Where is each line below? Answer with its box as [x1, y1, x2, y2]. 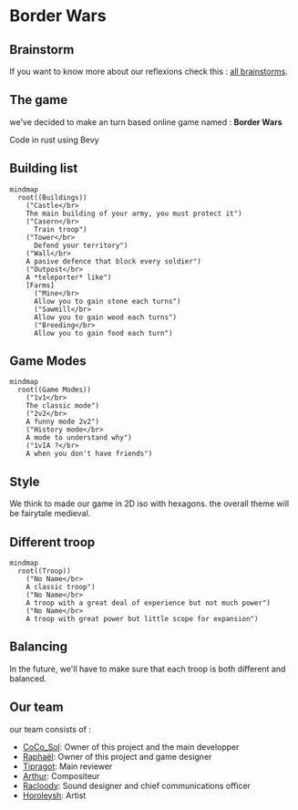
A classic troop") [26, 583, 96, 592]
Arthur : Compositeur [22, 770, 100, 781]
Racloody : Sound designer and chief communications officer [22, 780, 251, 791]
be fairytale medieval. [9, 508, 91, 519]
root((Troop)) [17, 566, 71, 576]
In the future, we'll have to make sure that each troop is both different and [9, 663, 286, 674]
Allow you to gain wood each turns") [33, 312, 178, 322]
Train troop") [33, 224, 88, 234]
